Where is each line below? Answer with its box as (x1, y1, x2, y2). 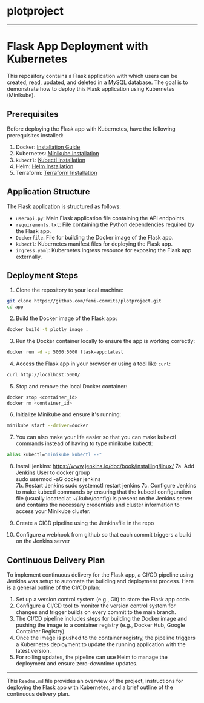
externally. (15, 253, 42, 260)
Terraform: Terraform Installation (15, 169, 97, 176)
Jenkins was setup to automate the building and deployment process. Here (7, 578, 194, 584)
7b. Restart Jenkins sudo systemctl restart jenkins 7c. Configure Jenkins (15, 482, 196, 489)
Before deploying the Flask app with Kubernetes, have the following (7, 125, 176, 132)
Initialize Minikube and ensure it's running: (15, 411, 122, 418)
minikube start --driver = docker (7, 422, 88, 429)
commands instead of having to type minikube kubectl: (15, 440, 153, 447)
